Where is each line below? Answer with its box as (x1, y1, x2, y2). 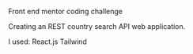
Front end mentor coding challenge (8, 7, 123, 16)
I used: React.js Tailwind (8, 37, 87, 46)
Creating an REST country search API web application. (8, 22, 186, 31)
